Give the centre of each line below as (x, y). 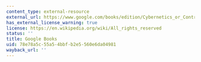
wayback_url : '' (26, 50)
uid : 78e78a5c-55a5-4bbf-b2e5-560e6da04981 (61, 45)
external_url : (24, 17)
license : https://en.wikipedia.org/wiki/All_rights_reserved (84, 28)
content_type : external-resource (48, 12)
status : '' (20, 34)
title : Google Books (32, 39)
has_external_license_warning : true (52, 22)
